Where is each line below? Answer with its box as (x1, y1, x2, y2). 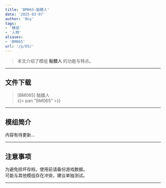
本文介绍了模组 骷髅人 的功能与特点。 (17, 58, 94, 64)
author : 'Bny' (5, 16, 35, 21)
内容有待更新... (5, 132, 36, 138)
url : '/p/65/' (5, 44, 35, 49)
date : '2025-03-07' (5, 12, 45, 17)
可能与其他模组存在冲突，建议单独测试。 (5, 173, 87, 179)
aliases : (5, 35, 23, 40)
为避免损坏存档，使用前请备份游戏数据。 (5, 166, 87, 172)
